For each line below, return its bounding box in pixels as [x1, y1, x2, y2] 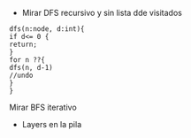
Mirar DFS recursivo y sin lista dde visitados [21, 8, 183, 18]
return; [9, 40, 38, 49]
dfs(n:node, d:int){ [9, 25, 86, 34]
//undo [9, 71, 34, 80]
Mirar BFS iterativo [9, 102, 77, 112]
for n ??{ [9, 56, 46, 65]
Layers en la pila [21, 119, 82, 129]
